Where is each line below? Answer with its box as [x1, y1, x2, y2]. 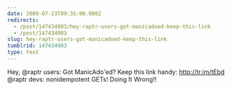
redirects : [7, 17, 39, 24]
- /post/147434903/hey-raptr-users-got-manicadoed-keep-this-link [13, 23, 211, 30]
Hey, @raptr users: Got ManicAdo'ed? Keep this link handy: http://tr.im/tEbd [7, 67, 225, 76]
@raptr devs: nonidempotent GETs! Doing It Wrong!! [7, 75, 157, 83]
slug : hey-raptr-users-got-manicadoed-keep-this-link [7, 36, 168, 43]
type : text [7, 49, 39, 56]
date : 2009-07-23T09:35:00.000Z [7, 10, 101, 17]
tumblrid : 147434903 [7, 42, 68, 49]
